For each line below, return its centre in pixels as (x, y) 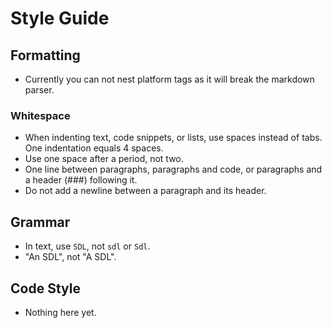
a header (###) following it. (81, 180)
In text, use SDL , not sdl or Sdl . (87, 246)
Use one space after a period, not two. (104, 159)
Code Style (45, 288)
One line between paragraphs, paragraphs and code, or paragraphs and (173, 169)
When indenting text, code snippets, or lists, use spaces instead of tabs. (173, 138)
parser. (39, 90)
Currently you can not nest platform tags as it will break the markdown (169, 79)
